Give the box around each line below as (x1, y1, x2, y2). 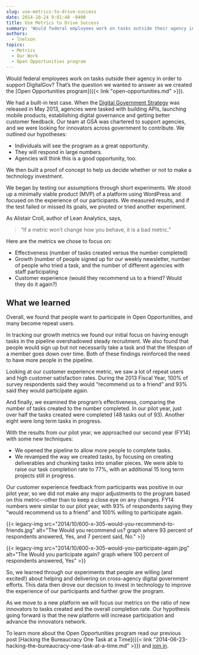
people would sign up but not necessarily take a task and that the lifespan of (6, 344, 192, 351)
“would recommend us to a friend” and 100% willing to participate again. (6, 509, 184, 516)
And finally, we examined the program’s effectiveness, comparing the (6, 399, 175, 406)
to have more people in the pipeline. (6, 357, 94, 364)
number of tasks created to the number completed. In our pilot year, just (6, 405, 182, 412)
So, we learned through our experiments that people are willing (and (6, 569, 173, 576)
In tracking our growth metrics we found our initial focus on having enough (6, 331, 188, 339)
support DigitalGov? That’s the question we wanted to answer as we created (6, 81, 192, 88)
